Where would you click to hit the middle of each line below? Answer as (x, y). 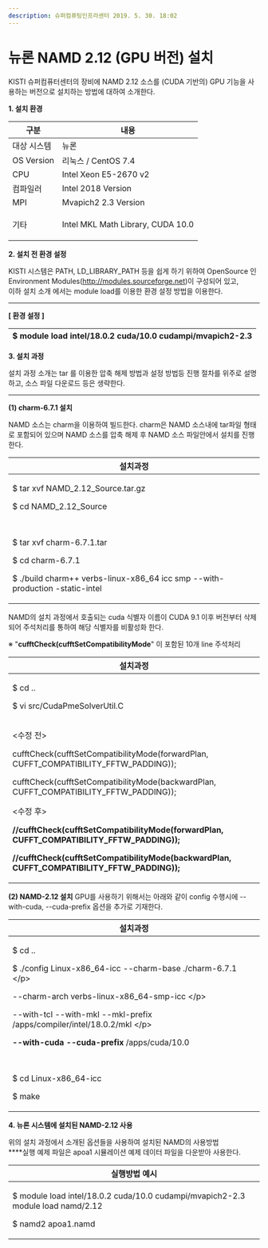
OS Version (33, 160)
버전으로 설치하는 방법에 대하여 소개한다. (92, 91)
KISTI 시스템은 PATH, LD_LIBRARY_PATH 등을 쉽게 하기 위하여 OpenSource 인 (132, 271)
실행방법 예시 (134, 1174)
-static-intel (79, 588)
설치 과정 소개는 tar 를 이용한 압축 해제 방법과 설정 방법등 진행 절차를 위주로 (125, 373)
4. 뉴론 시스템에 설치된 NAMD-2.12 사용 (71, 1125)
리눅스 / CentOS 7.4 (99, 161)
